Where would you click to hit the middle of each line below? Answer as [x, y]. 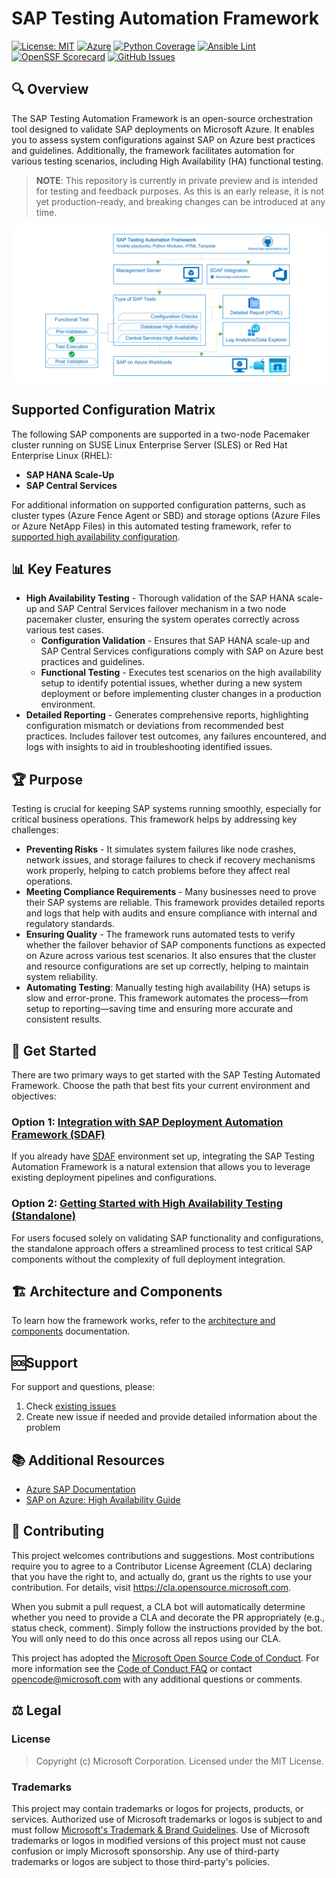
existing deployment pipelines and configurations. [114, 1178]
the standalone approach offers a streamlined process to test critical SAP [162, 1248]
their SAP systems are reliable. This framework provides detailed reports [175, 903]
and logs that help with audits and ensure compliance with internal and [171, 913]
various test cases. [64, 630]
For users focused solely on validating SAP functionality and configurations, [167, 1238]
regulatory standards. [70, 924]
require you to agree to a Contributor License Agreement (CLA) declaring [162, 1566]
